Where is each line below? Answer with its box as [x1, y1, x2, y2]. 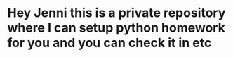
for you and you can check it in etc [7, 35, 212, 51]
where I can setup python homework [7, 20, 226, 36]
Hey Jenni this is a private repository [7, 5, 226, 21]
